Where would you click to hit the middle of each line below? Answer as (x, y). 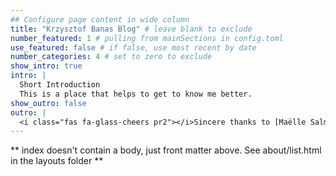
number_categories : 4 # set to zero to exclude (111, 57)
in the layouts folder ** (57, 161)
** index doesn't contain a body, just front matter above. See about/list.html (166, 150)
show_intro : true (46, 66)
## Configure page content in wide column (100, 19)
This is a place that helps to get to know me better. (136, 94)
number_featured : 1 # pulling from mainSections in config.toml (147, 38)
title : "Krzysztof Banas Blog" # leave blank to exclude (131, 29)
